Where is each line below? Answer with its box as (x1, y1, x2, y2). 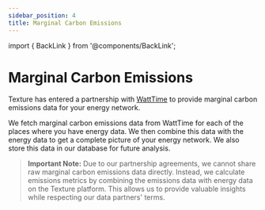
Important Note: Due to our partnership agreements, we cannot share (27, 159, 256, 169)
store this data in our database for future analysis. (8, 143, 171, 153)
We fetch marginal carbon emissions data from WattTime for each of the (8, 118, 244, 128)
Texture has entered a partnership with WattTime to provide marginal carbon (8, 94, 258, 104)
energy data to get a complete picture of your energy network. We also (8, 136, 240, 145)
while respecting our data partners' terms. (27, 193, 165, 202)
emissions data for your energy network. (8, 103, 141, 113)
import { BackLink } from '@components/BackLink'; (8, 40, 176, 50)
